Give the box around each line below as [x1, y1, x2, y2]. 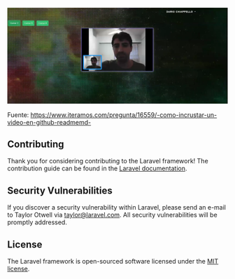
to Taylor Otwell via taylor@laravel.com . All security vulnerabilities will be [7, 211, 218, 219]
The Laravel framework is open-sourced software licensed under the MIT [7, 257, 219, 265]
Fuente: [7, 110, 29, 119]
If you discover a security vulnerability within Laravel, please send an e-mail [7, 203, 226, 212]
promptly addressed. [7, 218, 68, 226]
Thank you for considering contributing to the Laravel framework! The [7, 157, 208, 165]
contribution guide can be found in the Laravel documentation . [7, 164, 187, 172]
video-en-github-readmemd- [7, 118, 92, 126]
